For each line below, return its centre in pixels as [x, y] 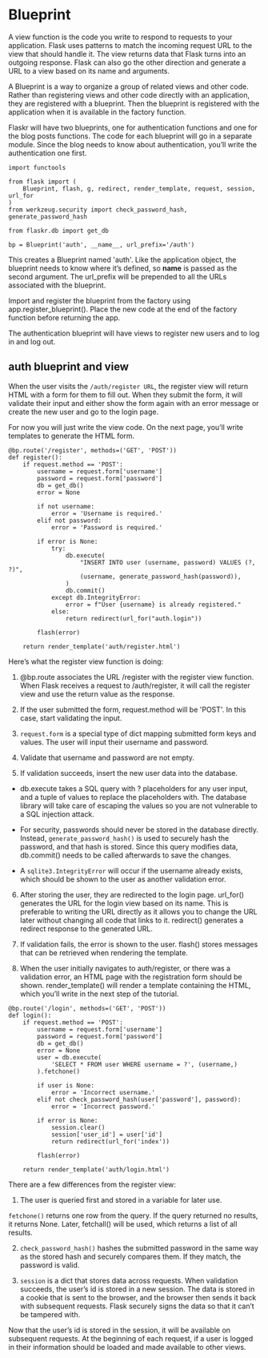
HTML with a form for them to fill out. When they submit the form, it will [125, 395]
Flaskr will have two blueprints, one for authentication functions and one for [133, 127]
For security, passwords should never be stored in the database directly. [139, 830]
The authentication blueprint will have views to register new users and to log [134, 333]
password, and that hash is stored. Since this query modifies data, [129, 846]
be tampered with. [50, 1314]
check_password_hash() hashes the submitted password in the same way [139, 1248]
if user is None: [66, 1085]
